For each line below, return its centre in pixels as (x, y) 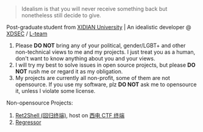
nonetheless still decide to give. (61, 15)
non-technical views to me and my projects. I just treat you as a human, (105, 52)
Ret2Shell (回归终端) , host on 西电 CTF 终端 (70, 115)
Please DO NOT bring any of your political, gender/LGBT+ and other (100, 46)
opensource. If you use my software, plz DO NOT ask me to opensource (106, 84)
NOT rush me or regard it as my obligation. (69, 71)
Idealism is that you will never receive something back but (94, 9)
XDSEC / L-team (27, 34)
